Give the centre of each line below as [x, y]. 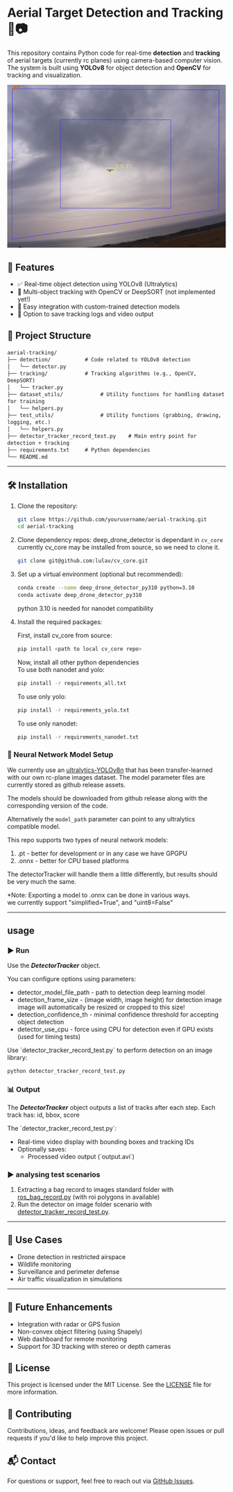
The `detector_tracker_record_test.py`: [62, 1128]
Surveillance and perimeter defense [68, 1271]
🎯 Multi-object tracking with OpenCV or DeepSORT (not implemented [116, 292]
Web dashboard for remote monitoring [72, 1338]
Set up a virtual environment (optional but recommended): [100, 574]
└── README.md [28, 457]
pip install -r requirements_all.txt [72, 683]
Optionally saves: [42, 1149]
